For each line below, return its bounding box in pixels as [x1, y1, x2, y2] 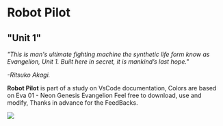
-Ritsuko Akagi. [7, 71, 51, 79]
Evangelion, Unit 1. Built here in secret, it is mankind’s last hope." [7, 58, 189, 66]
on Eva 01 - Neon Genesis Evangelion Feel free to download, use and [7, 91, 202, 99]
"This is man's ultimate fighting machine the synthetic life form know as [7, 50, 210, 58]
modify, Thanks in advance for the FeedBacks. [7, 99, 138, 107]
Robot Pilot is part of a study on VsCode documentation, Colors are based [7, 84, 217, 92]
